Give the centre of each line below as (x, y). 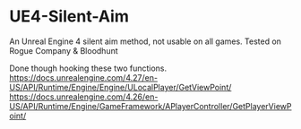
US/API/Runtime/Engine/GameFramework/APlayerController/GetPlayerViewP (150, 106)
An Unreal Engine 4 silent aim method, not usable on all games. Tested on (146, 41)
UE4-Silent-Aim (69, 17)
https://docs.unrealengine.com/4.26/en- (84, 97)
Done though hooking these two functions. (88, 68)
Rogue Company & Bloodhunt (64, 50)
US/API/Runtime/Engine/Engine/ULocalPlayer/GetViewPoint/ (120, 87)
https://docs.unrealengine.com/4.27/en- (84, 77)
